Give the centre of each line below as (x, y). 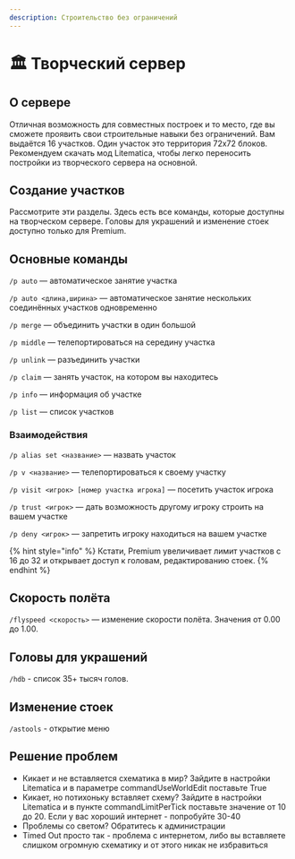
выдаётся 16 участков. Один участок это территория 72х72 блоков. (139, 143)
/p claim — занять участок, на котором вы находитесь (114, 377)
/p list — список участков (62, 412)
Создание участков (67, 190)
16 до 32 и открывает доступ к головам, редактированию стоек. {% (139, 560)
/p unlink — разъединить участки (75, 360)
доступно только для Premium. (68, 231)
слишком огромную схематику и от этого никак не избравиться (145, 845)
